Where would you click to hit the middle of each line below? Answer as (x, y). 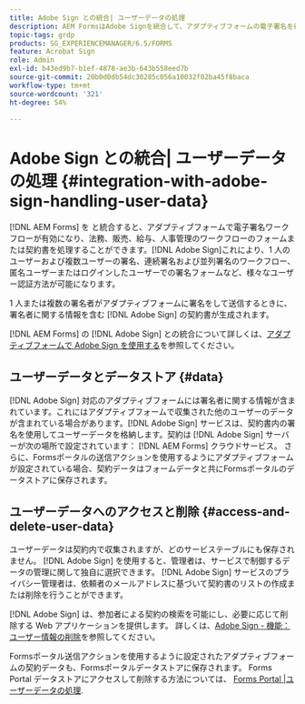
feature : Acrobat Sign (52, 52)
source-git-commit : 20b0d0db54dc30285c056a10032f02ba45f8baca (129, 77)
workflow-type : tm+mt (50, 85)
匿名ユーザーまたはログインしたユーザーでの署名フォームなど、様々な (140, 273)
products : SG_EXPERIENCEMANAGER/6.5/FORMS (91, 43)
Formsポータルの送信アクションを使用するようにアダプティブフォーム (163, 458)
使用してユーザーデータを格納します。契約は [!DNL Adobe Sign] (144, 435)
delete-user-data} (62, 526)
